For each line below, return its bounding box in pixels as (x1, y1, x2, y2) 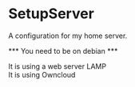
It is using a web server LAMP (8, 61, 106, 71)
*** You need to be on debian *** (8, 46, 118, 55)
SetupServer (8, 5, 94, 23)
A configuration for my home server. (8, 31, 128, 40)
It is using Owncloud (8, 70, 76, 79)
